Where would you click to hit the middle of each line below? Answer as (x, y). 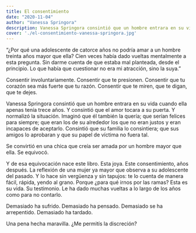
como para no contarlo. (34, 195)
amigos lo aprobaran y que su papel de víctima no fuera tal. (78, 135)
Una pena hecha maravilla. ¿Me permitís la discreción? (71, 224)
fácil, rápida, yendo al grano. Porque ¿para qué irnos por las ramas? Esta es (97, 183)
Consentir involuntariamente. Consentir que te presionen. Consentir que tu (96, 80)
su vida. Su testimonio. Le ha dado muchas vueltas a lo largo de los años (93, 189)
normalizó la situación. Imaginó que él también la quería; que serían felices (96, 116)
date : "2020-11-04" (30, 17)
